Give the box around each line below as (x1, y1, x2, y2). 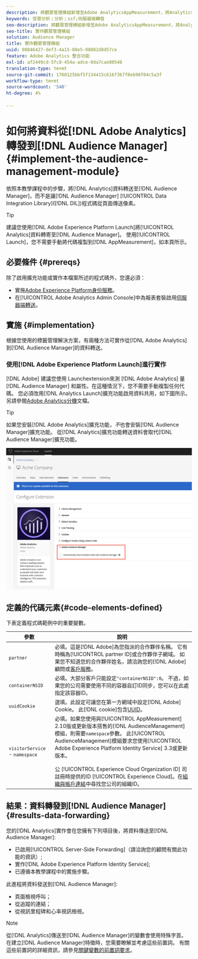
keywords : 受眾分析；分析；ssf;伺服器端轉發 (6, 15, 105, 22)
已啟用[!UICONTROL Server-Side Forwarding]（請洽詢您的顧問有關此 (14, 846, 183, 853)
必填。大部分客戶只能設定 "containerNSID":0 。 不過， (54, 674, 184, 681)
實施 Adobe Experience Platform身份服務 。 (14, 286, 118, 294)
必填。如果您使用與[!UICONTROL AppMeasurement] (54, 715, 182, 722)
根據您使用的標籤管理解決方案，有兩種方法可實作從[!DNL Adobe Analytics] (6, 337, 187, 344)
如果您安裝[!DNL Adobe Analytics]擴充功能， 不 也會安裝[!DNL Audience (6, 421, 179, 428)
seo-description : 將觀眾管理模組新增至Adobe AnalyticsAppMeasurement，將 (6, 22, 181, 28)
